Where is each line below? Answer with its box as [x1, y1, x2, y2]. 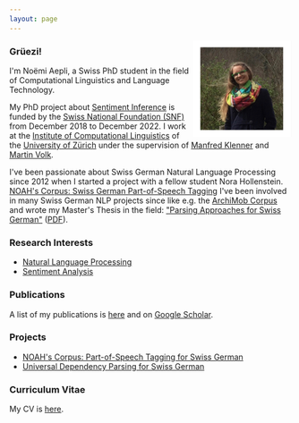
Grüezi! [9, 45, 42, 57]
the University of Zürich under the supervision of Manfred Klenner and [9, 140, 269, 150]
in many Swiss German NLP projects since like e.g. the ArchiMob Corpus [9, 195, 278, 206]
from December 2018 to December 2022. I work [9, 121, 186, 131]
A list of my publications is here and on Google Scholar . [9, 309, 214, 319]
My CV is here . [9, 403, 64, 415]
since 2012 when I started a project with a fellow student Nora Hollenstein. [9, 175, 284, 187]
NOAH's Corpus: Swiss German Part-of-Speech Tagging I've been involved [9, 185, 287, 196]
